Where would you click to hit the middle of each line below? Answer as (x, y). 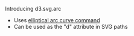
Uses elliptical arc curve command (57, 20)
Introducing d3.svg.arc (33, 9)
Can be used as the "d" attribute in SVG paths (71, 27)
